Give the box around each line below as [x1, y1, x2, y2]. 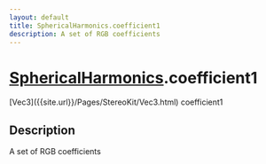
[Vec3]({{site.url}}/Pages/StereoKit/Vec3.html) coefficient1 [9, 97, 223, 107]
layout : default [9, 12, 69, 22]
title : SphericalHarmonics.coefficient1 [9, 21, 161, 30]
